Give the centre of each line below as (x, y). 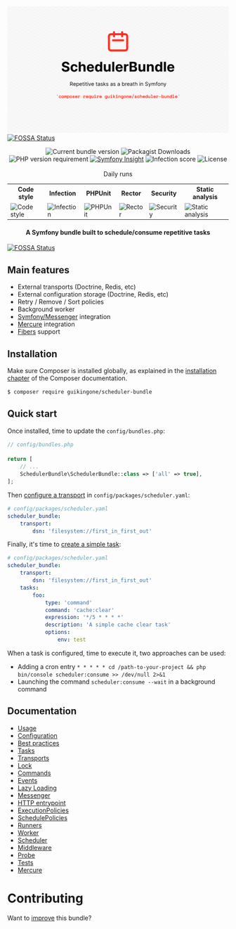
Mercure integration (46, 324)
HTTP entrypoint (41, 803)
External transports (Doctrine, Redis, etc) (77, 287)
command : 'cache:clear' (79, 610)
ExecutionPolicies (43, 810)
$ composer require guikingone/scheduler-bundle (80, 392)
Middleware (34, 847)
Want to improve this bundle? (50, 918)
